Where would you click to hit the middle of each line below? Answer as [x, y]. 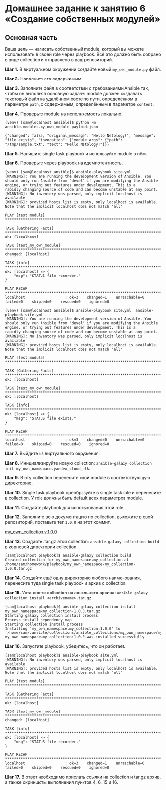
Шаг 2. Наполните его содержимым [43, 79]
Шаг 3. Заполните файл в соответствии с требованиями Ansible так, [77, 88]
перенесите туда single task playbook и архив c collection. [66, 583]
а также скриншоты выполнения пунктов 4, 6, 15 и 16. [62, 782]
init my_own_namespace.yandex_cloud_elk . [48, 468]
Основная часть [31, 37]
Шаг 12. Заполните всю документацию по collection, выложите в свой [79, 517]
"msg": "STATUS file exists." [45, 418]
